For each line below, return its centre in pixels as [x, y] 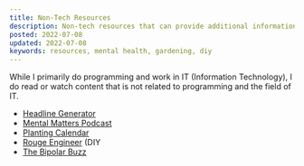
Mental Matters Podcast [67, 124]
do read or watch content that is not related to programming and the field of [150, 87]
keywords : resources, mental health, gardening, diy [111, 51]
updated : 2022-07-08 [48, 43]
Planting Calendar [56, 133]
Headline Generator [59, 114]
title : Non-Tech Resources [60, 18]
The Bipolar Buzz [55, 152]
